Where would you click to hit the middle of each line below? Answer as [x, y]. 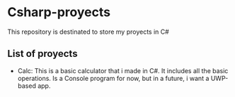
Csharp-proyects [59, 12]
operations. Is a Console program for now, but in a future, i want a [113, 78]
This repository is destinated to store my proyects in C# [88, 32]
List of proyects [42, 54]
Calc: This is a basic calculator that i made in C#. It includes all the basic [123, 70]
